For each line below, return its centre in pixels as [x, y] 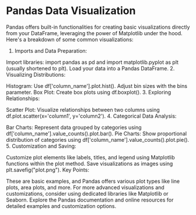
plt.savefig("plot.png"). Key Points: [48, 170]
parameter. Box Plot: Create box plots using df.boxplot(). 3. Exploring [89, 92]
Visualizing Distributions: [36, 74]
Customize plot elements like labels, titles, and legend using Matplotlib [90, 157]
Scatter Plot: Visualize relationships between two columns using [83, 110]
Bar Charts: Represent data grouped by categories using [74, 127]
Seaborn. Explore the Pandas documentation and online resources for [90, 200]
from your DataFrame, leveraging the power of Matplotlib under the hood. [94, 33]
